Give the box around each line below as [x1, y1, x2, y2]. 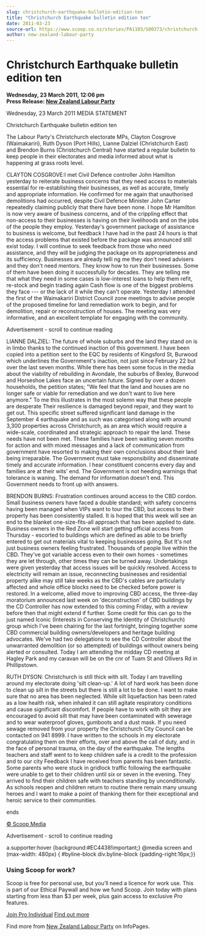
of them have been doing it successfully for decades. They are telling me [6, 268, 190, 276]
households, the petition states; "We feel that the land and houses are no [6, 383, 190, 391]
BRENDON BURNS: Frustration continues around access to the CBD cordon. [6, 493, 197, 500]
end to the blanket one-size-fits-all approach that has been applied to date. [6, 518, 196, 526]
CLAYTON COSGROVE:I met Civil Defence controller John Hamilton [6, 171, 176, 179]
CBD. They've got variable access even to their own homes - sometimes [6, 551, 188, 558]
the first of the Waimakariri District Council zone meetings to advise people [6, 295, 195, 302]
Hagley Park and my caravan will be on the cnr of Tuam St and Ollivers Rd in [6, 655, 198, 662]
